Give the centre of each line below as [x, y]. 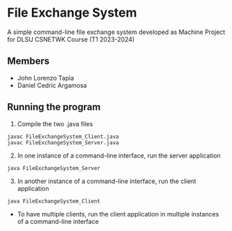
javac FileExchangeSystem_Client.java [63, 137]
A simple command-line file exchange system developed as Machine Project [116, 32]
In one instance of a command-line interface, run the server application [119, 155]
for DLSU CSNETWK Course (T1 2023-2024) [71, 39]
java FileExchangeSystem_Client [54, 201]
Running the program [54, 107]
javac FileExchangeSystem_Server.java [63, 143]
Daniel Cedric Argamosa [52, 85]
